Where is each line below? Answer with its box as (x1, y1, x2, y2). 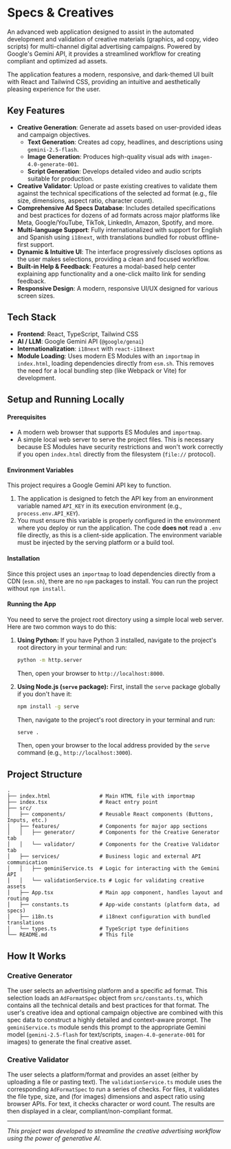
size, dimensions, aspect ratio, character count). (16, 196, 155, 205)
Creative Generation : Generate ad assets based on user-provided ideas (16, 123, 222, 132)
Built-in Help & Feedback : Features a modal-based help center (16, 262, 196, 270)
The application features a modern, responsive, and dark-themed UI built (7, 70, 214, 79)
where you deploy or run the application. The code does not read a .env (16, 524, 222, 532)
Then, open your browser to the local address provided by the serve (16, 741, 210, 749)
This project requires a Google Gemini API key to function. (7, 481, 172, 490)
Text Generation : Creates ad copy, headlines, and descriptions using (27, 138, 223, 146)
